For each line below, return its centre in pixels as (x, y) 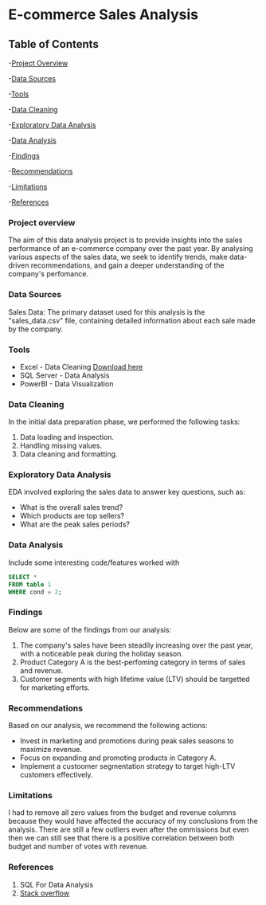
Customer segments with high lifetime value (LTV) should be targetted (135, 679)
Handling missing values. (61, 446)
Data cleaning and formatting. (68, 454)
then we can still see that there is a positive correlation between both (121, 838)
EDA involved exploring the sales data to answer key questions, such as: (127, 492)
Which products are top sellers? (72, 516)
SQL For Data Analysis (57, 884)
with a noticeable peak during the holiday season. (101, 653)
